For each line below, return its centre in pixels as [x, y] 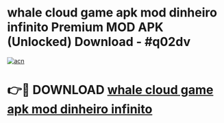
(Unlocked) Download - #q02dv [99, 42]
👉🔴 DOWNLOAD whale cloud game [110, 90]
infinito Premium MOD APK [85, 27]
